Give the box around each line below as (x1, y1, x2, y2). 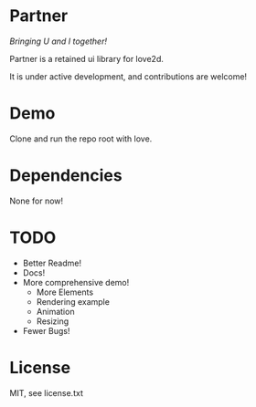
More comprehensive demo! (22, 277, 130, 287)
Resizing (36, 316, 69, 327)
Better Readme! (22, 257, 82, 268)
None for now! (9, 195, 64, 206)
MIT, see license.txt (9, 387, 84, 398)
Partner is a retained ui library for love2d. (9, 53, 165, 64)
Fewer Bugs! (22, 325, 70, 336)
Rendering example (36, 296, 110, 307)
